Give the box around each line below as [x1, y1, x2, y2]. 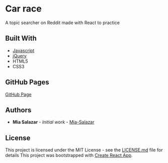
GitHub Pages [5, 78, 49, 87]
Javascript [12, 47, 35, 53]
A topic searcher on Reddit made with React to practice [5, 20, 120, 26]
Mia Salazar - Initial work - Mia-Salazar [12, 119, 95, 125]
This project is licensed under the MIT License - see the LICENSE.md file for [5, 147, 163, 153]
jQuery [12, 53, 27, 59]
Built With [5, 34, 37, 43]
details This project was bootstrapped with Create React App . [5, 152, 133, 158]
